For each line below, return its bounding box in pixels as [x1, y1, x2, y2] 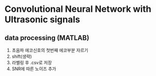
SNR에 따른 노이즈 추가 [11, 66, 57, 72]
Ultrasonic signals [4, 14, 80, 25]
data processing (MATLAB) [4, 34, 90, 42]
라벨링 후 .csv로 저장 [11, 60, 52, 65]
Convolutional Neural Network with [4, 3, 152, 15]
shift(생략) [11, 53, 32, 59]
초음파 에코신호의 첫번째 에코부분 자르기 [11, 47, 89, 53]
